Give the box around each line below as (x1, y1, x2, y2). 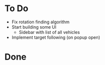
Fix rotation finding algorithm (11, 19, 70, 25)
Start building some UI (11, 24, 57, 30)
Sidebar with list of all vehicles (18, 29, 80, 35)
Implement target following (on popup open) (11, 34, 101, 40)
